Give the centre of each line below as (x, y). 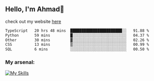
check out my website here (33, 21)
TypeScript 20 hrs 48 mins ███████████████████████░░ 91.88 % (77, 31)
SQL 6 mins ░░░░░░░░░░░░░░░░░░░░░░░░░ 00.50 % (77, 49)
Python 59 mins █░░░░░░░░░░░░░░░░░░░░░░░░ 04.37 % (77, 35)
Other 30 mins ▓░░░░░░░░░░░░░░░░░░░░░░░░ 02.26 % (77, 40)
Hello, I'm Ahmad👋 (35, 9)
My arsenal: (20, 62)
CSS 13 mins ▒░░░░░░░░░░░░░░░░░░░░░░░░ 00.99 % (77, 45)
